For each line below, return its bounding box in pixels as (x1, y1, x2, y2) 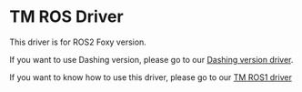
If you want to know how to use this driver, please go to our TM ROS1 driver (9, 71, 293, 83)
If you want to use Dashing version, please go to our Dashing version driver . (9, 54, 294, 65)
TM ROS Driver (9, 6, 125, 27)
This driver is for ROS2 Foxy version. (9, 36, 147, 47)
